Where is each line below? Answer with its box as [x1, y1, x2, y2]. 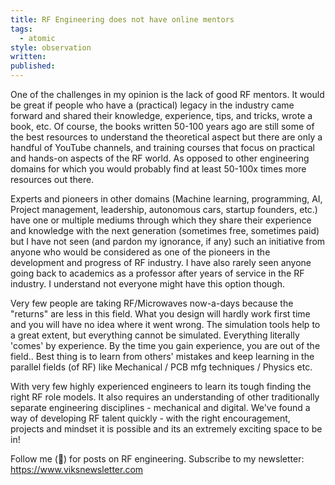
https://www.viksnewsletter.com [10, 464, 144, 475]
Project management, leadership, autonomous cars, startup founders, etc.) [10, 204, 318, 215]
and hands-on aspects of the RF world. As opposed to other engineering [10, 152, 310, 164]
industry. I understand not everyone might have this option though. [10, 278, 286, 290]
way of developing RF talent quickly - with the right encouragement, [10, 412, 291, 424]
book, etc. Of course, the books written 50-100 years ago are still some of [10, 121, 315, 132]
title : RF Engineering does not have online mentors [10, 14, 235, 25]
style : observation [10, 42, 92, 53]
